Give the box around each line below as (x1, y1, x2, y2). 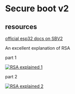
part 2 (5, 74, 18, 79)
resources (5, 23, 37, 31)
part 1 (5, 55, 17, 61)
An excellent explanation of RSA (5, 45, 71, 51)
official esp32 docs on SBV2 (5, 35, 63, 41)
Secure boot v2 (5, 3, 69, 14)
